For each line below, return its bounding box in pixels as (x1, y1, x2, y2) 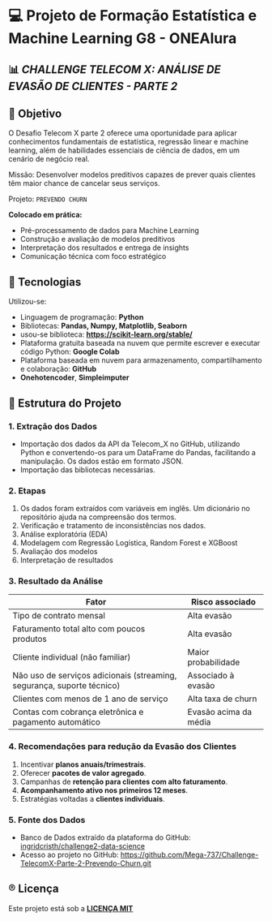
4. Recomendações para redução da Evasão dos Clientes (8, 741, 237, 752)
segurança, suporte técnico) (12, 680, 121, 691)
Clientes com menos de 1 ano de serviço (12, 693, 168, 704)
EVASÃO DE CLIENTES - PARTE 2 (8, 79, 178, 93)
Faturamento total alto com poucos (12, 623, 146, 635)
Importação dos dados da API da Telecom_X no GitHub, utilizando (19, 439, 240, 449)
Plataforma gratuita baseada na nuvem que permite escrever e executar (19, 338, 261, 348)
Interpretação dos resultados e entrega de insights (19, 243, 189, 252)
